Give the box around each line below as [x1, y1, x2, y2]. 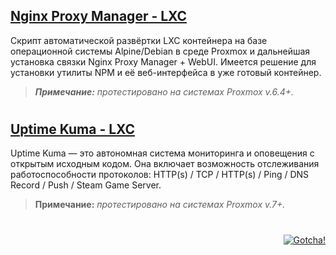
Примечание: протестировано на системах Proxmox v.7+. [34, 199, 286, 211]
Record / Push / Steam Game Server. [10, 179, 162, 191]
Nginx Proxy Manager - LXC [10, 8, 188, 25]
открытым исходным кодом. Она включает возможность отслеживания [10, 158, 320, 170]
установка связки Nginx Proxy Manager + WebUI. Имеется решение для [10, 55, 317, 68]
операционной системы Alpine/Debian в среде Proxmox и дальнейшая [10, 45, 311, 57]
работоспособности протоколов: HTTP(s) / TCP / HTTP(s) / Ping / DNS [10, 169, 310, 181]
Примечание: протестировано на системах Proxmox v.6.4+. [34, 85, 295, 98]
